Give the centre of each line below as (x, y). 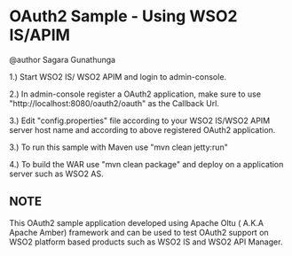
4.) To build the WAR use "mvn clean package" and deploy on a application (146, 164)
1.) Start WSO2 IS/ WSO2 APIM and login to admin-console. (118, 76)
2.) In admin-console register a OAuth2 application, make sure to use (135, 94)
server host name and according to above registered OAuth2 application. (142, 129)
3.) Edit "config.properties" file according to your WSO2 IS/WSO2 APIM (140, 120)
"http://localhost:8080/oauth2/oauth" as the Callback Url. (114, 103)
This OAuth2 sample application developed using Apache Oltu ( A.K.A (137, 222)
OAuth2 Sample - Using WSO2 (123, 16)
